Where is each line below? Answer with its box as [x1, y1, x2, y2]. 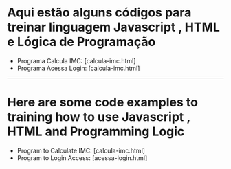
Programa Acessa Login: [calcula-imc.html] [16, 64, 140, 72]
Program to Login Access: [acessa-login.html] [16, 153, 148, 162]
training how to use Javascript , [7, 109, 190, 125]
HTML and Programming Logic [7, 124, 185, 139]
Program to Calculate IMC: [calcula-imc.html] [16, 146, 146, 155]
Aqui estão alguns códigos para [7, 5, 192, 21]
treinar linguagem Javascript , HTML [7, 19, 220, 35]
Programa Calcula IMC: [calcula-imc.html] [16, 56, 136, 65]
